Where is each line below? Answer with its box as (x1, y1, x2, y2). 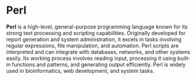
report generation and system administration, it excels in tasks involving (6, 36, 182, 43)
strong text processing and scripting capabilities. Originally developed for (6, 29, 186, 36)
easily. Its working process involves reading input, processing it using (6, 55, 176, 62)
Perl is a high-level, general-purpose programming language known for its (6, 23, 188, 30)
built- (177, 55, 191, 62)
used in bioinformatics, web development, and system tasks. (6, 67, 154, 74)
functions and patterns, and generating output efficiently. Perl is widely (11, 60, 186, 68)
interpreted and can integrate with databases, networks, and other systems (6, 48, 191, 55)
